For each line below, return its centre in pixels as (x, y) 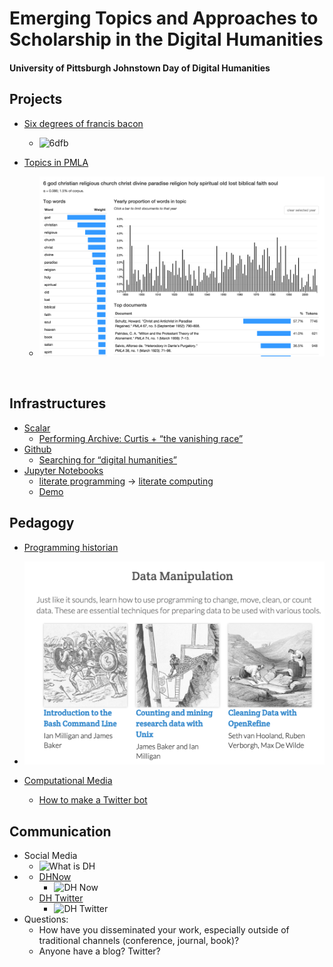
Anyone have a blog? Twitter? (99, 951)
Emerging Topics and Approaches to (164, 18)
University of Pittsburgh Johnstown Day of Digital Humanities (140, 68)
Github (37, 449)
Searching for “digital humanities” (108, 459)
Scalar (37, 428)
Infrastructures (58, 403)
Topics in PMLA (56, 162)
